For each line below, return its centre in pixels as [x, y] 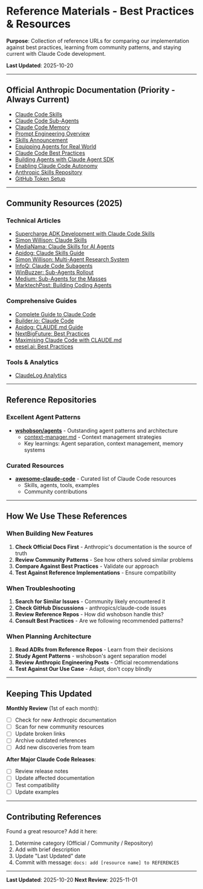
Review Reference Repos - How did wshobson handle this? [89, 614]
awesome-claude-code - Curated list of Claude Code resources [95, 479]
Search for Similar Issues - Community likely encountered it [90, 601]
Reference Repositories [51, 400]
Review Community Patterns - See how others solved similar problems [104, 559]
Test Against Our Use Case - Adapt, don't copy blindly [83, 669]
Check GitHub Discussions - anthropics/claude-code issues [91, 608]
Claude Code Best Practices [50, 153]
